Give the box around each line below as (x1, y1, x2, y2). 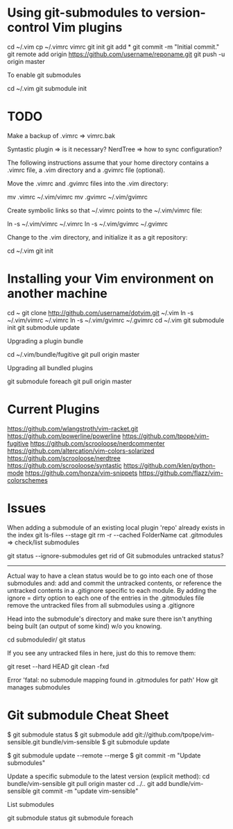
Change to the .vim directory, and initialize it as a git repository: (7, 233, 188, 241)
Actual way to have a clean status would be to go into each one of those (7, 571, 214, 580)
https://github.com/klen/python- (123, 461, 216, 469)
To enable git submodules (7, 71, 81, 79)
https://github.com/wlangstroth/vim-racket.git (7, 424, 139, 433)
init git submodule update (7, 323, 80, 331)
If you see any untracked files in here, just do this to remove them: (7, 648, 196, 657)
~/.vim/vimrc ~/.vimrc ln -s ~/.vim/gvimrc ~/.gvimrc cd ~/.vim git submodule (7, 316, 225, 324)
